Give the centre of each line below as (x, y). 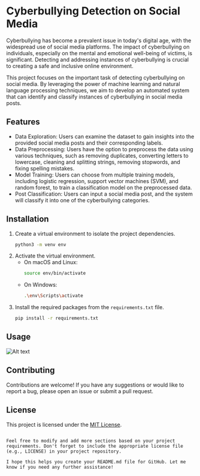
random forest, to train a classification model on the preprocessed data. (103, 187)
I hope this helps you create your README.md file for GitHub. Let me (96, 462)
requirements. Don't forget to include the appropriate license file (95, 446)
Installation (28, 219)
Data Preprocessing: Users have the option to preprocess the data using (104, 149)
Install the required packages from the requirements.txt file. (90, 307)
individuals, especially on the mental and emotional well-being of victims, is (99, 53)
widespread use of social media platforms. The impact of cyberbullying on (98, 47)
